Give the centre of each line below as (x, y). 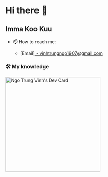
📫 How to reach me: (34, 42)
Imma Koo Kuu (29, 29)
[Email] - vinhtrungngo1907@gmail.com (61, 53)
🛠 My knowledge (27, 66)
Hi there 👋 (26, 10)
